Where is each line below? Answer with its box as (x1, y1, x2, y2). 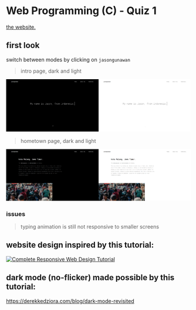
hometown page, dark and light (20, 138, 96, 145)
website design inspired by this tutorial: (6, 240, 154, 250)
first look (6, 40, 40, 50)
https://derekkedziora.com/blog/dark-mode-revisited (6, 297, 135, 304)
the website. (6, 23, 36, 30)
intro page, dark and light (20, 67, 82, 74)
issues (6, 210, 25, 218)
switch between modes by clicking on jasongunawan (6, 56, 131, 63)
